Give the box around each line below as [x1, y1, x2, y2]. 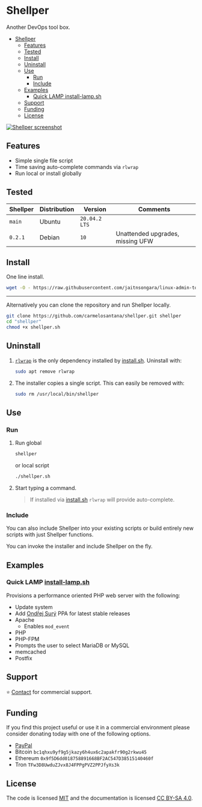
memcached [14, 648, 46, 655]
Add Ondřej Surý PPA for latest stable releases [14, 610, 130, 617]
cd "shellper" [6, 319, 42, 325]
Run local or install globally [14, 170, 82, 177]
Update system [14, 603, 53, 610]
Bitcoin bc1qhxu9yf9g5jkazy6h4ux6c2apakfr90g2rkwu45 [14, 748, 147, 755]
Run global [14, 440, 42, 447]
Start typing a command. [14, 484, 77, 491]
